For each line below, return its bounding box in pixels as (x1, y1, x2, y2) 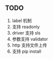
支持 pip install (12, 48, 41, 54)
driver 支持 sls (12, 29, 41, 36)
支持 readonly (12, 24, 40, 29)
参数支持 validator (12, 36, 48, 42)
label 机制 (12, 17, 32, 24)
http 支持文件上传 (12, 42, 47, 48)
